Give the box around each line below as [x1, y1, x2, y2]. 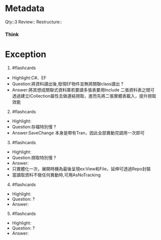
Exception [5, 49, 46, 60]
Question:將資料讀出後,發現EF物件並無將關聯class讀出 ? [12, 81, 123, 87]
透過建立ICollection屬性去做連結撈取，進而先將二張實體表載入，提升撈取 [12, 93, 156, 99]
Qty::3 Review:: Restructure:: [5, 19, 62, 25]
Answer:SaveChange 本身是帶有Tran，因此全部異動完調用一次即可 [12, 130, 145, 135]
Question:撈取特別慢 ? [12, 154, 57, 160]
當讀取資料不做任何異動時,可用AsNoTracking [12, 172, 101, 178]
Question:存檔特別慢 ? [12, 124, 57, 130]
